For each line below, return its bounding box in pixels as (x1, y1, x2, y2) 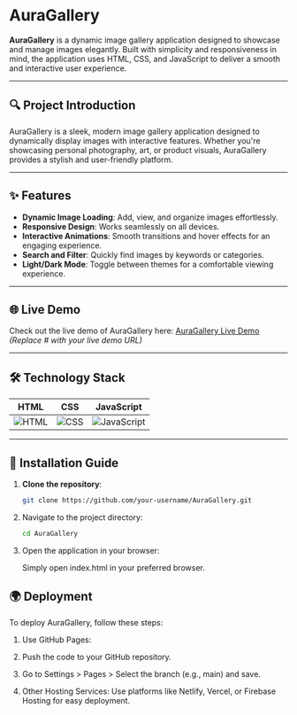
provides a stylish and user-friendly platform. (9, 154, 174, 165)
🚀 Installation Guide (9, 455, 119, 470)
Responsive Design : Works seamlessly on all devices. (21, 221, 220, 231)
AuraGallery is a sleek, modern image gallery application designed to (9, 126, 261, 136)
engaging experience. (21, 240, 103, 251)
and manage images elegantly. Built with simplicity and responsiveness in (9, 43, 277, 54)
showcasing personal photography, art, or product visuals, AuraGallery (9, 144, 267, 155)
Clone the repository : (21, 479, 103, 489)
